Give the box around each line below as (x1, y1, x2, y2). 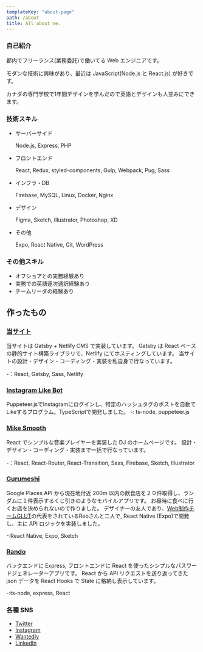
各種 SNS (6, 606, 33, 614)
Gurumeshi (6, 474, 40, 483)
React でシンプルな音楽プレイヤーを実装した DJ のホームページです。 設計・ (6, 438, 198, 446)
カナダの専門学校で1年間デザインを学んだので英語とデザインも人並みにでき (6, 90, 195, 98)
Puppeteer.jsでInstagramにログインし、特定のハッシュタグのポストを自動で (6, 400, 196, 408)
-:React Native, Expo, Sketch (6, 532, 78, 539)
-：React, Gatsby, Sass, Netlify (6, 370, 84, 377)
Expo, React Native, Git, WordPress (15, 241, 103, 248)
